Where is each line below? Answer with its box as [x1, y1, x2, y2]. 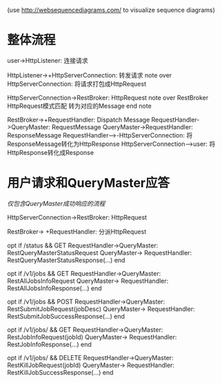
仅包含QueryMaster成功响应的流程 [7, 199, 105, 207]
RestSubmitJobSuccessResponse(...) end [7, 312, 125, 320]
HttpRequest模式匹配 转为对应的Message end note [7, 102, 152, 110]
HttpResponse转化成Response [7, 148, 94, 156]
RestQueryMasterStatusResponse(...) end [7, 256, 125, 264]
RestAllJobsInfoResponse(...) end [7, 283, 102, 292]
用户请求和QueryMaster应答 [7, 176, 170, 191]
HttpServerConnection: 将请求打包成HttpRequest [7, 80, 147, 88]
